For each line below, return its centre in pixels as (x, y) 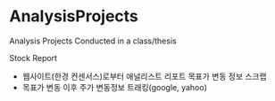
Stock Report (33, 58)
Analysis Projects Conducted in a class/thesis (93, 41)
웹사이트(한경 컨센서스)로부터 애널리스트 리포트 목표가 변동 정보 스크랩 (144, 76)
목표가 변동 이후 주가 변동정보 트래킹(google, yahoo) (114, 87)
